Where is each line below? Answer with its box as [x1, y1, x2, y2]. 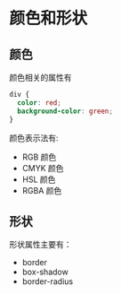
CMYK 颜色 [21, 162, 64, 173]
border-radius [21, 276, 74, 287]
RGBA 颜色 [21, 185, 62, 195]
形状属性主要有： [9, 239, 72, 250]
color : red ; [17, 98, 62, 108]
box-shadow [21, 266, 69, 278]
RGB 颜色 [21, 151, 57, 162]
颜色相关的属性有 [9, 73, 72, 82]
